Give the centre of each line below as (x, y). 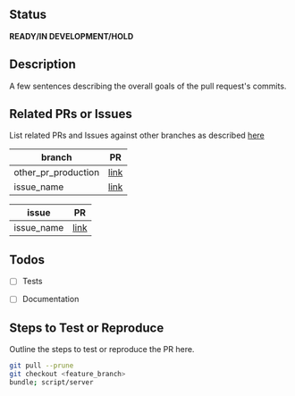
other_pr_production (57, 173)
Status (28, 15)
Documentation (51, 299)
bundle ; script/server (51, 382)
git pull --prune (42, 366)
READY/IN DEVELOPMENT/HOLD (72, 36)
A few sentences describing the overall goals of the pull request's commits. (148, 86)
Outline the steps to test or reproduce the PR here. (102, 350)
